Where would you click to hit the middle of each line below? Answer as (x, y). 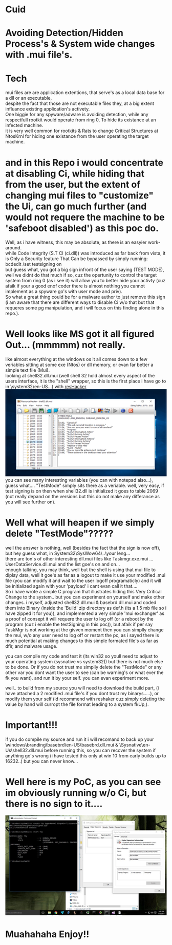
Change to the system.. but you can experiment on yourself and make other (85, 597)
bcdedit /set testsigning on (34, 264)
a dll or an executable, (29, 98)
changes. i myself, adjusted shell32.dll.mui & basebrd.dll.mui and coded (81, 602)
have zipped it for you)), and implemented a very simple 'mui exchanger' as (85, 613)
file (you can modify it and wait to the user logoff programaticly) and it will (83, 580)
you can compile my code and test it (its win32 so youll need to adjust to (82, 656)
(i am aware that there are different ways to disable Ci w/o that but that (80, 302)
